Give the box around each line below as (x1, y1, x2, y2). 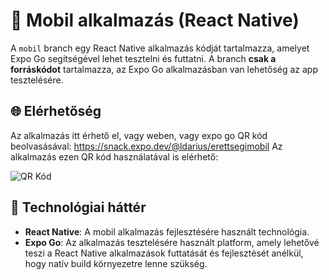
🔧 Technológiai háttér (10, 199, 147, 216)
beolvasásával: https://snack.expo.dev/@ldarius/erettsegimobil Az (10, 140, 283, 152)
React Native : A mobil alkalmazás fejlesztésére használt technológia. (24, 225, 310, 238)
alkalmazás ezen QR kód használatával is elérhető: (10, 150, 219, 163)
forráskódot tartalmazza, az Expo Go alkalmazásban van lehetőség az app (10, 63, 318, 75)
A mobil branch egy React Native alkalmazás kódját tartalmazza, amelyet (10, 42, 310, 54)
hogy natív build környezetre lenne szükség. (24, 257, 208, 269)
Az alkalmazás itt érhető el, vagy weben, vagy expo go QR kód (10, 129, 268, 141)
